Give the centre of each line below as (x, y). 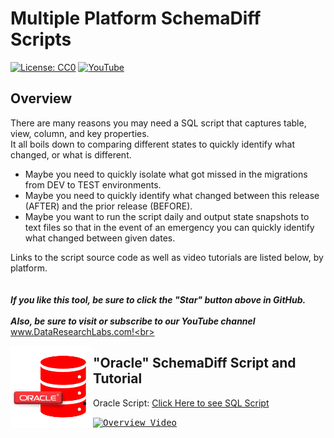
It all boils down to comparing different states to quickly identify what (152, 144)
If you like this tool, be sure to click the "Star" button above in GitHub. (158, 299)
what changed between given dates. (100, 238)
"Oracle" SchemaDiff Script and (195, 363)
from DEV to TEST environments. (93, 184)
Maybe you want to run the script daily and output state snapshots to (167, 216)
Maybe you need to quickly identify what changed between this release (172, 195)
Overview (41, 98)
